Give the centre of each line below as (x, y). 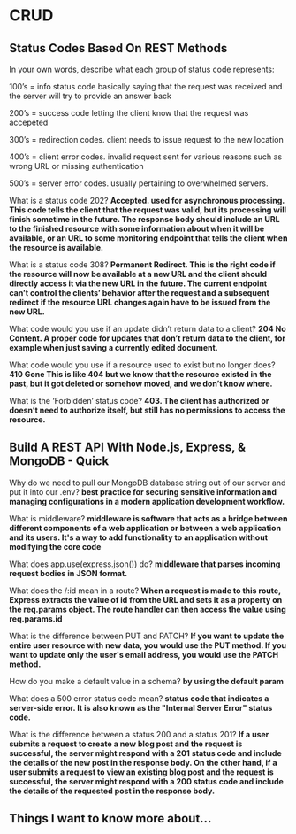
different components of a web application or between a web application (145, 528)
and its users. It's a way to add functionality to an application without (138, 537)
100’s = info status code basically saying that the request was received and (146, 86)
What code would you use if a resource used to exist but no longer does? (142, 365)
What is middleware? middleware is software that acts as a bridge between (148, 518)
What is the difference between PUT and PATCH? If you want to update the (147, 636)
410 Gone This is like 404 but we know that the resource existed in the (140, 374)
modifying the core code (55, 546)
